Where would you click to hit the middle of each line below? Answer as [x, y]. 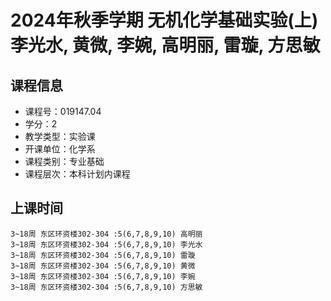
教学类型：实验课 [60, 136]
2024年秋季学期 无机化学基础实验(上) [164, 20]
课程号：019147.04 [63, 111]
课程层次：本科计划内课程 [77, 174]
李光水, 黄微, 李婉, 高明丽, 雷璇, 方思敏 [165, 45]
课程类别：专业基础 [64, 161]
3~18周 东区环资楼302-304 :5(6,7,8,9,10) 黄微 [103, 266]
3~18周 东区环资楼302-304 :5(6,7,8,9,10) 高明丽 [106, 234]
